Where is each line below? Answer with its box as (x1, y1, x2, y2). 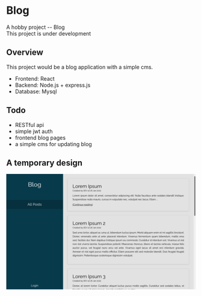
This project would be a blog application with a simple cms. (6, 63, 153, 70)
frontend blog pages (14, 134, 66, 141)
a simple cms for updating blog (14, 140, 92, 147)
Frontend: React (14, 75, 55, 82)
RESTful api (14, 121, 44, 128)
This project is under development (6, 29, 91, 37)
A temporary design (6, 158, 83, 168)
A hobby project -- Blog (6, 23, 65, 31)
